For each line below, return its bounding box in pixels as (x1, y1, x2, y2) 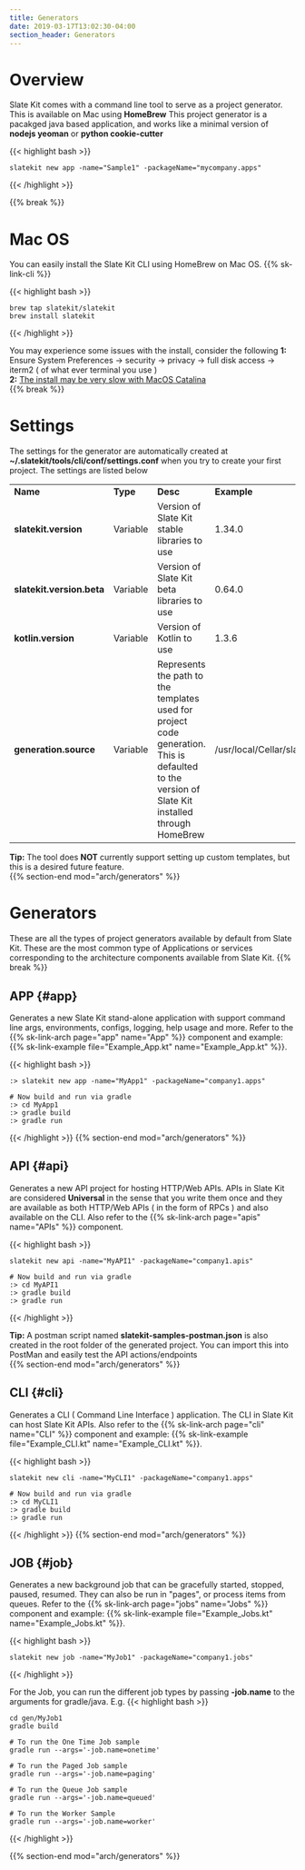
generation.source (14, 743, 95, 756)
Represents (157, 658, 206, 671)
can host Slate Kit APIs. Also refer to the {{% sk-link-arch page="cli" (9, 1418, 265, 1429)
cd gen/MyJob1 (9, 1714, 64, 1723)
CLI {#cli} (9, 1385, 64, 1400)
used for (157, 703, 193, 716)
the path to (157, 670, 204, 682)
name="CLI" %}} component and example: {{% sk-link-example (9, 1428, 249, 1439)
